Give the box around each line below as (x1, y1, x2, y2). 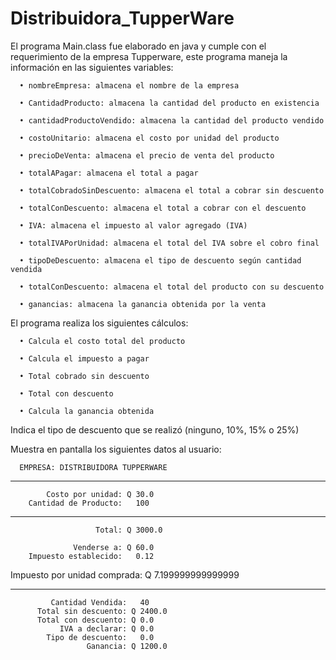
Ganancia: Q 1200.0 (86, 641, 168, 651)
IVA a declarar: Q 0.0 (59, 623, 155, 634)
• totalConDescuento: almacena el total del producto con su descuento (19, 282, 325, 292)
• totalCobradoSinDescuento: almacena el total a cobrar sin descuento (19, 185, 325, 196)
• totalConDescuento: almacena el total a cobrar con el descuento (19, 203, 307, 213)
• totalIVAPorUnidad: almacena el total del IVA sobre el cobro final (19, 238, 320, 248)
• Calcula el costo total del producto (19, 336, 186, 346)
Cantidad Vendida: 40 (50, 597, 150, 607)
